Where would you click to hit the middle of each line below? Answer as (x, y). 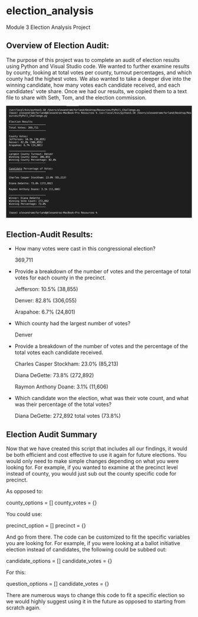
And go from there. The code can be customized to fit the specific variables (98, 537)
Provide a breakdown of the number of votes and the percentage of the (101, 347)
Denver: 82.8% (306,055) (46, 301)
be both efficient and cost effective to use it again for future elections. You (96, 455)
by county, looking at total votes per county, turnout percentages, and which (99, 72)
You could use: (24, 514)
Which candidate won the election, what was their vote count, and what (101, 398)
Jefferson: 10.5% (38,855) (46, 289)
